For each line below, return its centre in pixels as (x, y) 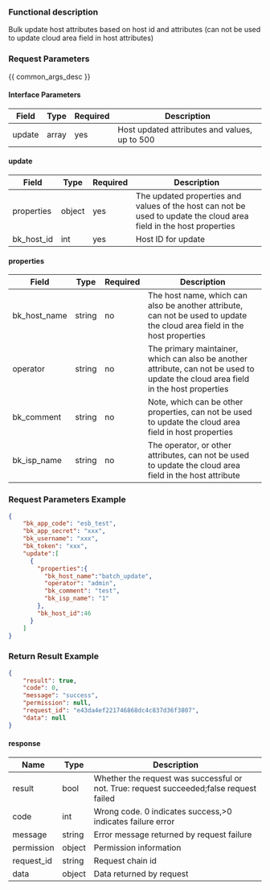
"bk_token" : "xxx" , (55, 546)
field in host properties (190, 433)
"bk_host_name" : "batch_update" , (98, 576)
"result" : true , (50, 681)
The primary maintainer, (193, 349)
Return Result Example (53, 656)
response (25, 744)
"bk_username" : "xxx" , (61, 539)
